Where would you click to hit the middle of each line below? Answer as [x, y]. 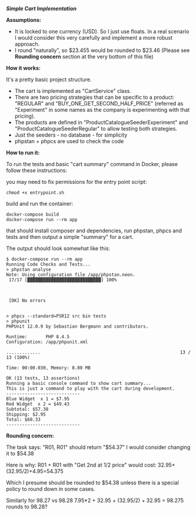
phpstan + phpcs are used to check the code [69, 141]
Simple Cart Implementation [41, 9]
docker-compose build [33, 215]
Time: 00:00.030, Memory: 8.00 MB [49, 368]
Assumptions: [24, 20]
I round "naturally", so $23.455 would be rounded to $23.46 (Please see [102, 50]
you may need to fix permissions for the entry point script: [77, 182]
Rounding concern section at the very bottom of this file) [84, 56]
